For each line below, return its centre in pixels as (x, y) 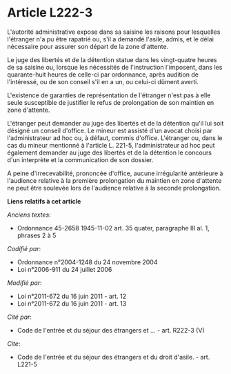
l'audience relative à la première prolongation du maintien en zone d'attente (114, 180)
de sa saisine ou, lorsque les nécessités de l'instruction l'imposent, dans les (115, 67)
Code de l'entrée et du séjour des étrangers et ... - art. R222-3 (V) (111, 330)
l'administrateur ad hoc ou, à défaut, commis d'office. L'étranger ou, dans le (115, 138)
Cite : (14, 344)
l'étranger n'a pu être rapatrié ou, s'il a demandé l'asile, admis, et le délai (110, 39)
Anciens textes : (29, 215)
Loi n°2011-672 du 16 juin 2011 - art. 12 (71, 296)
